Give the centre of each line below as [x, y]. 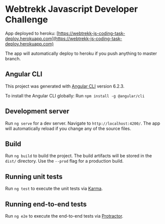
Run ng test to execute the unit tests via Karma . [54, 188]
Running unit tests [34, 177]
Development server [37, 112]
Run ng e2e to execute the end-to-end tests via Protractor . [64, 216]
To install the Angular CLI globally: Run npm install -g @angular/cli [75, 95]
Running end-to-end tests [46, 204]
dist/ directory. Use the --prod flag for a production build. [64, 161]
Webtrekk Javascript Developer [72, 9]
